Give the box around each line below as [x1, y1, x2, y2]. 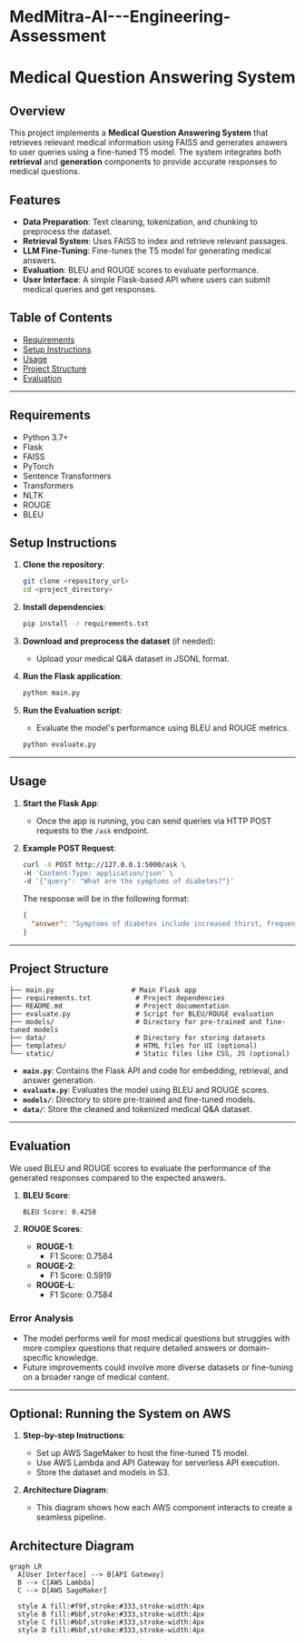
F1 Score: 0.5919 [49, 1270, 112, 1281]
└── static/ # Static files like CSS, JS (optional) [9, 1048, 290, 1058]
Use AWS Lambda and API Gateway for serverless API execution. [35, 1457, 280, 1468]
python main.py [22, 688, 81, 698]
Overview [9, 103, 66, 119]
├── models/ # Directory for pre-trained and [9, 1017, 261, 1027]
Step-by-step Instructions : [22, 1430, 126, 1441]
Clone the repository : [22, 559, 105, 570]
